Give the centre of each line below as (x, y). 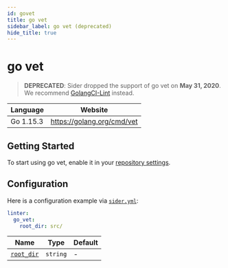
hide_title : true (32, 33)
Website (94, 110)
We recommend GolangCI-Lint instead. (79, 93)
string (56, 254)
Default (85, 243)
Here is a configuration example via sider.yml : (73, 201)
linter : (18, 213)
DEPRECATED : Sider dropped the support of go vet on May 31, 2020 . (122, 86)
